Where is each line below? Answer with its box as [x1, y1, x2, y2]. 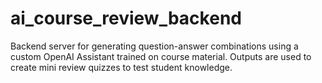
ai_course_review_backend [10, 7, 242, 30]
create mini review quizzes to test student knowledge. [10, 61, 233, 73]
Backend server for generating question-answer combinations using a [10, 40, 299, 52]
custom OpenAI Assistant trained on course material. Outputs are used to [10, 50, 312, 62]
